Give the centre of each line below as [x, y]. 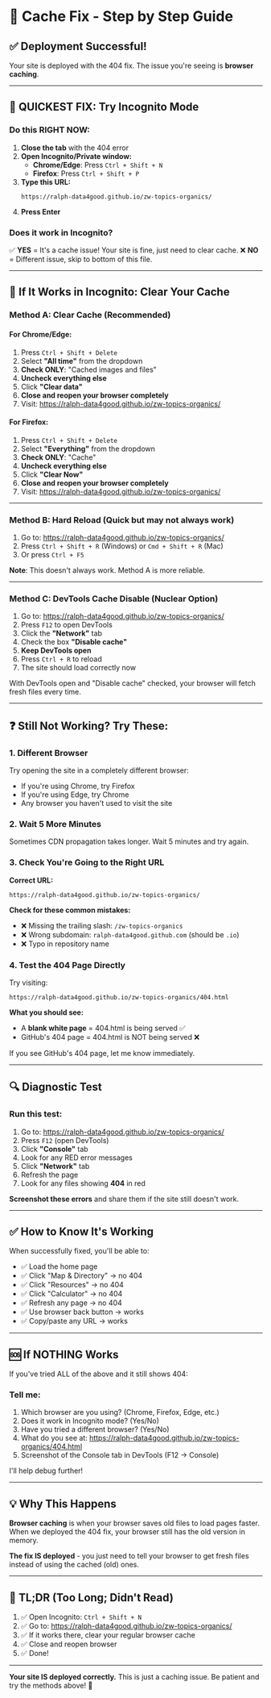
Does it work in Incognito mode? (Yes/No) [90, 1421]
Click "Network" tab [55, 1166]
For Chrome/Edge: [41, 334]
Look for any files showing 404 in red [83, 1183]
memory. [24, 1541]
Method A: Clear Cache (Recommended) [90, 315]
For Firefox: [29, 422]
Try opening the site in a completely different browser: [99, 770]
